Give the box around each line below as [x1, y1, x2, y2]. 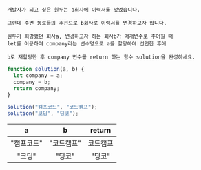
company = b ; [13, 78, 51, 85]
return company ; [13, 85, 60, 92]
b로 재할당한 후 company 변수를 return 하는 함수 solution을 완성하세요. [7, 54, 195, 61]
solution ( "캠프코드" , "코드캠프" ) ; [7, 104, 98, 111]
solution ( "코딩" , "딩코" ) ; [7, 110, 79, 117]
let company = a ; [13, 72, 63, 79]
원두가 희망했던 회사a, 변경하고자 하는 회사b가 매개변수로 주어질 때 [7, 33, 173, 40]
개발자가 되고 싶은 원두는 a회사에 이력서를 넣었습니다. [7, 6, 140, 13]
